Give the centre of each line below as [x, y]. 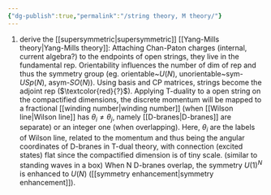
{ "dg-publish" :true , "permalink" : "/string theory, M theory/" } [115, 16]
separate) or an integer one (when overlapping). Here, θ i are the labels [137, 128]
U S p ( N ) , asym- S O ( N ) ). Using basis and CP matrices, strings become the [140, 82]
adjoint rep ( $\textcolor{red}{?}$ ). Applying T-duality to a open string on [140, 91]
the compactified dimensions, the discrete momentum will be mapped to [140, 99]
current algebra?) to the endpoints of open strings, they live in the [129, 56]
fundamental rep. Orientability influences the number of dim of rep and [138, 65]
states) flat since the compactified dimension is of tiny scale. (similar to [138, 155]
